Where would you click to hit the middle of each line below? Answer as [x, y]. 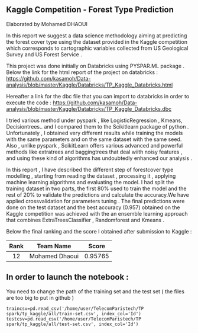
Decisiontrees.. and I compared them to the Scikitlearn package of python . [98, 126]
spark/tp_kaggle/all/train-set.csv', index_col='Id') [74, 313]
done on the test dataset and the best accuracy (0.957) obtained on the [93, 207]
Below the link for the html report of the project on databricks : [82, 72]
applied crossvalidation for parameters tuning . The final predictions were [95, 201]
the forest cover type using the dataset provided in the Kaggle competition [97, 41]
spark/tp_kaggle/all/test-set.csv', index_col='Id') [72, 324]
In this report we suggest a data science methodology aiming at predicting [97, 36]
